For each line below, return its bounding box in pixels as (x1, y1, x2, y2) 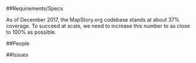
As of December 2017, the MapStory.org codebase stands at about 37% (6, 16, 180, 23)
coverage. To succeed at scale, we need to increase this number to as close (6, 23, 190, 29)
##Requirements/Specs (6, 5, 63, 12)
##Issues (6, 51, 29, 58)
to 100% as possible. (6, 29, 57, 36)
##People (6, 40, 30, 47)
